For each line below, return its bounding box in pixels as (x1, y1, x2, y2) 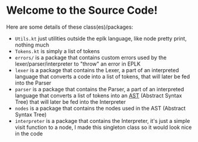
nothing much (14, 41, 50, 48)
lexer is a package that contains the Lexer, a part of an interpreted (14, 66, 179, 73)
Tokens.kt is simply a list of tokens (14, 47, 100, 54)
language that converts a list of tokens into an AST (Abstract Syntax (14, 92, 182, 99)
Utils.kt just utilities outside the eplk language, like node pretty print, (14, 35, 187, 42)
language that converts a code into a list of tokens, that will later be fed (14, 73, 190, 80)
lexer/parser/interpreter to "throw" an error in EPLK (14, 60, 141, 67)
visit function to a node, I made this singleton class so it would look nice (14, 124, 192, 131)
